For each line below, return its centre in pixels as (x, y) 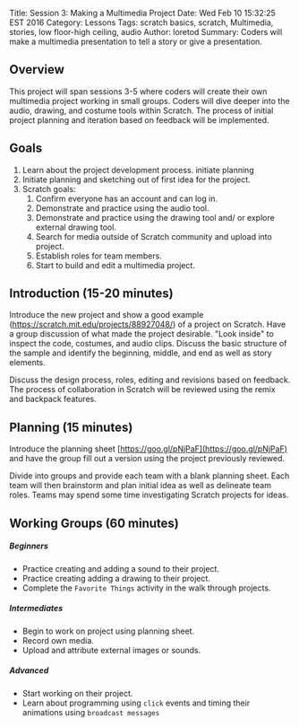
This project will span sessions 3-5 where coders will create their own (138, 91)
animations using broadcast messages (91, 712)
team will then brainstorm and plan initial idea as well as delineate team (140, 486)
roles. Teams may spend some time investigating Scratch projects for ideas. (149, 495)
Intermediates (36, 609)
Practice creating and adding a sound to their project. (120, 568)
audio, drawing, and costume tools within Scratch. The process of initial (141, 110)
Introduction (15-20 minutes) (91, 294)
